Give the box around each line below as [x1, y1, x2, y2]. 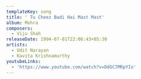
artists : [6, 42, 28, 48]
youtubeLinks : [6, 58, 41, 64]
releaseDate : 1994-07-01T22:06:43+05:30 [6, 36, 108, 42]
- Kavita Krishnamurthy [11, 53, 70, 59]
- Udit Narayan [11, 48, 49, 53]
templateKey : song [6, 8, 52, 15]
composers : [6, 25, 33, 31]
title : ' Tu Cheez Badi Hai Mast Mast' [6, 14, 105, 20]
